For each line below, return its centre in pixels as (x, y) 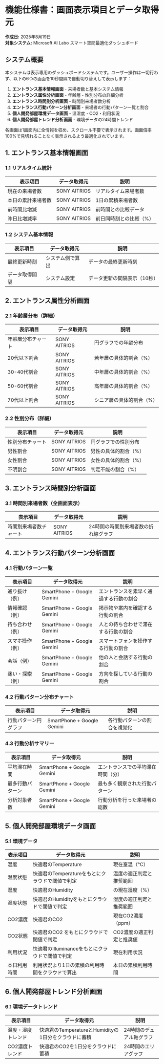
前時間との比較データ (120, 210)
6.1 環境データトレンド (31, 1006)
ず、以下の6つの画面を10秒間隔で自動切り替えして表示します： (68, 78)
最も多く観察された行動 (125, 783)
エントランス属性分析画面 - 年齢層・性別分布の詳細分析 (68, 95)
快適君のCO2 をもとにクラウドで (70, 933)
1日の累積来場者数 (117, 200)
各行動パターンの (128, 720)
